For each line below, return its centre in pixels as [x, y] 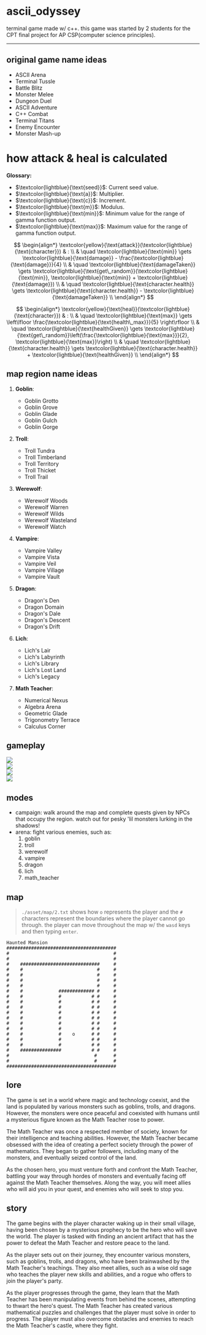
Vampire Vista [42, 557]
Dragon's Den [42, 600]
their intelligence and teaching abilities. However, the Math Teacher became [102, 1138]
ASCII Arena [31, 74]
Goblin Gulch [41, 420]
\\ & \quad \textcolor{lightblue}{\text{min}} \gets [131, 251]
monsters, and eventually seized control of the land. [72, 1157]
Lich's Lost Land [45, 670]
